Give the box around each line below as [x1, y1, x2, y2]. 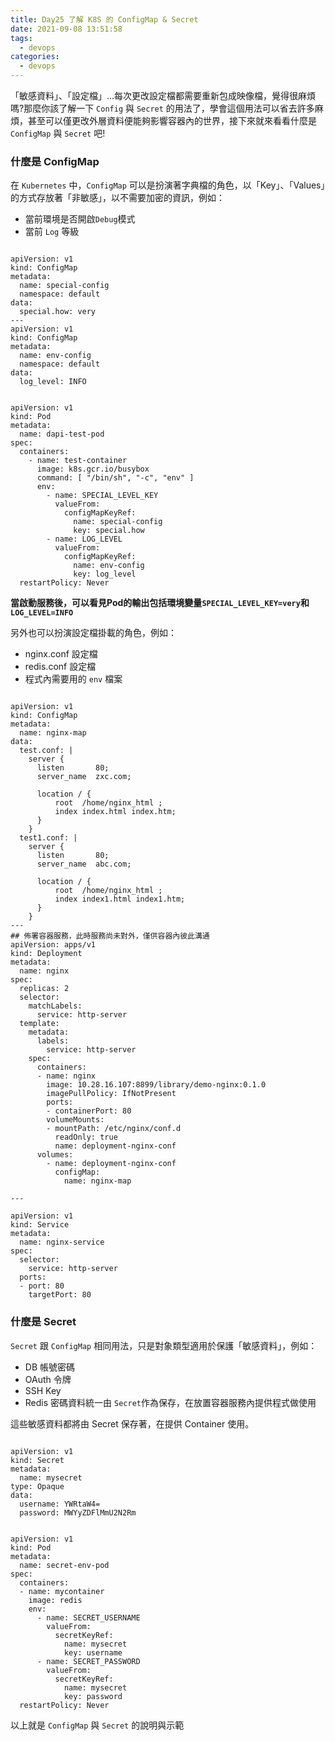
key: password [63, 1691, 123, 1701]
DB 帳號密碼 [24, 1361, 75, 1373]
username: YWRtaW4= [19, 1499, 101, 1509]
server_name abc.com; [36, 859, 132, 870]
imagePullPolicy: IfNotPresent [46, 1089, 177, 1099]
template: [19, 1019, 60, 1029]
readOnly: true [54, 1132, 118, 1143]
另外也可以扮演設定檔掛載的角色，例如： [10, 627, 177, 639]
